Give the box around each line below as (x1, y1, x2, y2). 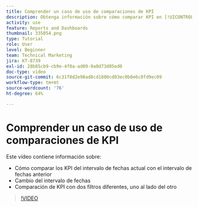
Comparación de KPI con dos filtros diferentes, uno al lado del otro (14, 183, 177, 190)
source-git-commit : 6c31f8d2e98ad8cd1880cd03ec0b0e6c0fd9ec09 (6, 74, 162, 80)
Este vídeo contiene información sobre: (6, 153, 101, 160)
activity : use (6, 19, 41, 25)
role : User (6, 42, 33, 48)
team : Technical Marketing (6, 52, 72, 58)
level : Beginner (6, 47, 46, 53)
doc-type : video (6, 69, 46, 75)
